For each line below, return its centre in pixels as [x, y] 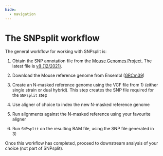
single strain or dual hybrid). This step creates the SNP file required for [83, 90]
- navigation [23, 14]
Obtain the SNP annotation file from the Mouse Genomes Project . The [82, 61]
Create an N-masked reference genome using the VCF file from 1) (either [85, 85]
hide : [10, 9]
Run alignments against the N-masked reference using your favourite [81, 114]
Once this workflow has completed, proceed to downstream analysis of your [81, 143]
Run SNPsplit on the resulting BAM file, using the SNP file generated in [83, 129]
